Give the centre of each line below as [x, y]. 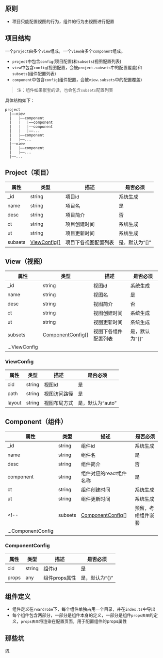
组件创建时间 [96, 490]
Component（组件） [36, 421]
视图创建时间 [108, 313]
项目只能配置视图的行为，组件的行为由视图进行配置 [63, 21]
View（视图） [26, 261]
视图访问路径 [59, 394]
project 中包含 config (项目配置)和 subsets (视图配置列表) [67, 61]
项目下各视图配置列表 [90, 243]
